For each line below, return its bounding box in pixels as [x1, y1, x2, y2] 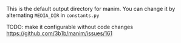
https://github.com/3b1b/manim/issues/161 [6, 30, 113, 37]
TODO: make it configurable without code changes [6, 24, 134, 30]
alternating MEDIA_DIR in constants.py [6, 12, 100, 19]
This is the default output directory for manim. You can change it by [6, 5, 176, 12]
